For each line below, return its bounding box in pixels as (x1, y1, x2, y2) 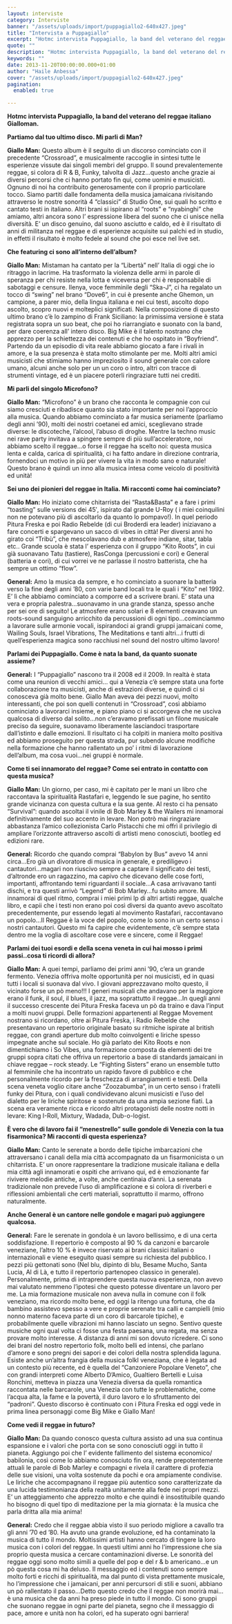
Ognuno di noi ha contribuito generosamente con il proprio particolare (7, 183, 206, 191)
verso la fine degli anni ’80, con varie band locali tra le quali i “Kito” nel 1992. (7, 585, 224, 593)
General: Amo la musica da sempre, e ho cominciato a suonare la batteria (7, 577, 217, 586)
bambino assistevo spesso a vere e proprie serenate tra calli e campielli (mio (7, 1305, 225, 1313)
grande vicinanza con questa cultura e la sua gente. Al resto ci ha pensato (7, 800, 218, 808)
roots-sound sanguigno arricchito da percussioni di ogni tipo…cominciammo (7, 614, 225, 622)
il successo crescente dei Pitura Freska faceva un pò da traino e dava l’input (7, 1002, 224, 1010)
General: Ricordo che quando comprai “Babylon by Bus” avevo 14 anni (7, 850, 209, 859)
